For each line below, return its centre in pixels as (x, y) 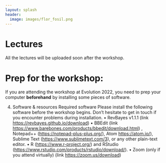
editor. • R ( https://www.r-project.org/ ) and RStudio (65, 144)
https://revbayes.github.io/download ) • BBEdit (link (65, 123)
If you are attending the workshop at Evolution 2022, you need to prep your (83, 92)
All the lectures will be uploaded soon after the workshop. (65, 58)
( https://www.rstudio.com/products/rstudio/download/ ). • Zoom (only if (86, 150)
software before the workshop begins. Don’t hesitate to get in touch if (84, 112)
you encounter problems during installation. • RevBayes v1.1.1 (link (80, 118)
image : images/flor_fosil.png (41, 19)
